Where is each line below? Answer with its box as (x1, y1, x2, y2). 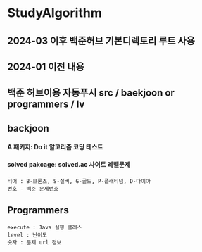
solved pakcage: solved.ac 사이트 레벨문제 (7, 160, 131, 168)
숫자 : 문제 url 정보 (7, 239, 62, 246)
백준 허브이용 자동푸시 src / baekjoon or (7, 87, 175, 99)
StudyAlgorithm (7, 5, 102, 21)
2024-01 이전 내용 (7, 61, 84, 73)
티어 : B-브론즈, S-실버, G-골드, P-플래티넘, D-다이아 (7, 177, 151, 184)
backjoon (7, 122, 49, 134)
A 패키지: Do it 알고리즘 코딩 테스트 (7, 143, 103, 151)
